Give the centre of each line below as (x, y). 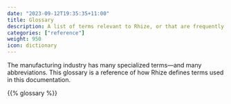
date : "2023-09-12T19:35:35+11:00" (58, 13)
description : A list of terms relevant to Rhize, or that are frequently (116, 26)
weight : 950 (24, 39)
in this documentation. (39, 80)
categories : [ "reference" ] (46, 33)
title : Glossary (30, 20)
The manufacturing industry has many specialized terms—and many (104, 65)
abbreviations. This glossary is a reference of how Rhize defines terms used (115, 72)
